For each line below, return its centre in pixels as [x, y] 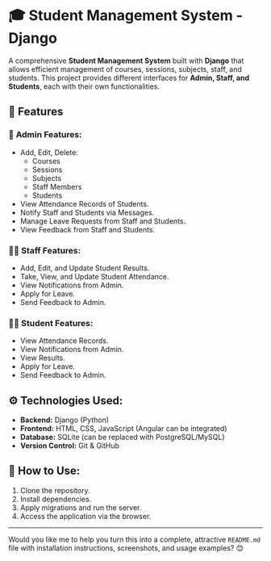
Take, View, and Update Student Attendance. [94, 276]
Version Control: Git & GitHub [69, 446]
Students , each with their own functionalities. [84, 86]
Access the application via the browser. [85, 516]
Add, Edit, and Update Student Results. [85, 268]
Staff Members [57, 186]
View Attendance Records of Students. [84, 203]
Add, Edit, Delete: [49, 152]
